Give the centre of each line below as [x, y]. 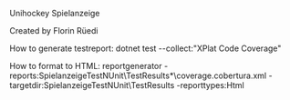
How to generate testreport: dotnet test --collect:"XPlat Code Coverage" [145, 48]
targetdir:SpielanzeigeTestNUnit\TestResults [92, 85]
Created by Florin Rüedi [54, 30]
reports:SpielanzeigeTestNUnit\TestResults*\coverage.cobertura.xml [138, 75]
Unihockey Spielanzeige [55, 13]
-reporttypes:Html [210, 85]
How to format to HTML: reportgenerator [86, 66]
